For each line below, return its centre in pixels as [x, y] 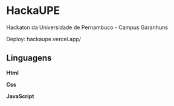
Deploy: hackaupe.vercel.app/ [44, 39]
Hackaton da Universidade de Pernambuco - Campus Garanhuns [87, 27]
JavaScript [20, 96]
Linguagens [29, 58]
